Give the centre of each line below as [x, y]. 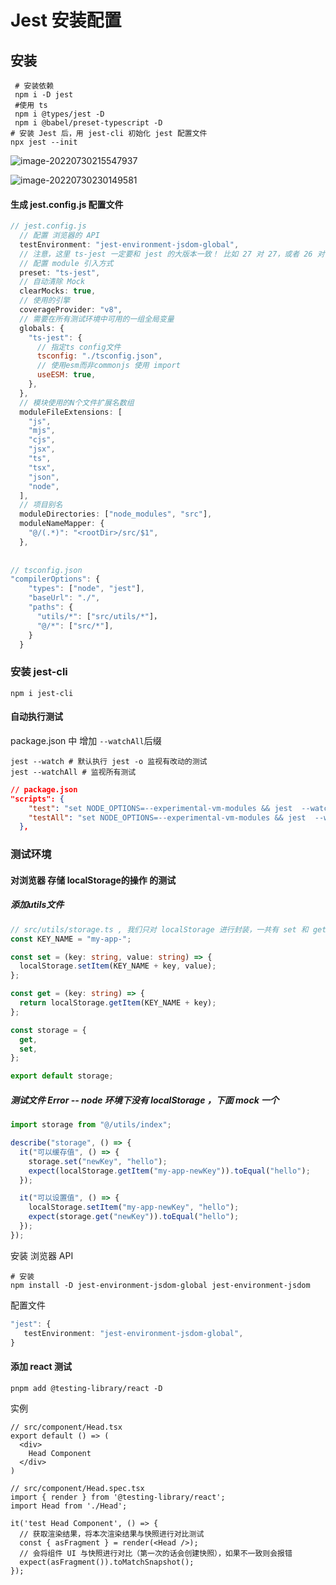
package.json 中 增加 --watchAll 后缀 [86, 740]
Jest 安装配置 [66, 20]
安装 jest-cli [39, 672]
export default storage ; [62, 1076]
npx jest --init [44, 142]
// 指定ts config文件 [79, 347]
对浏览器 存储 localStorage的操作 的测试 [93, 880]
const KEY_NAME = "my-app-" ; [71, 939]
